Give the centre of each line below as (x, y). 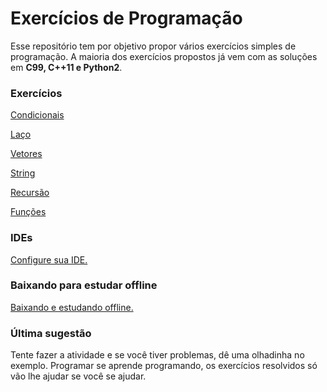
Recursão (30, 193)
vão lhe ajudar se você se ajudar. (78, 376)
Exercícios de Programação (126, 18)
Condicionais (37, 115)
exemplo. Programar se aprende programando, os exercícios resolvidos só (164, 366)
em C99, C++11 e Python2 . (66, 67)
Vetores (26, 154)
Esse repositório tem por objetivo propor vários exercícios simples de (153, 46)
